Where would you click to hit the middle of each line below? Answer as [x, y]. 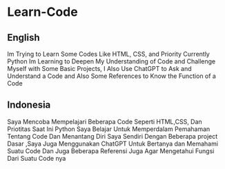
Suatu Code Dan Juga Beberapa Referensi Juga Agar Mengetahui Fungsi [111, 151]
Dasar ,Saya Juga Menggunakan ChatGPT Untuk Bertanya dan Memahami [113, 143]
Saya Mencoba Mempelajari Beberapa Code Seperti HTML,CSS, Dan [105, 121]
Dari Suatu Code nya [37, 158]
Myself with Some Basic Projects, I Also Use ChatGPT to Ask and [99, 69]
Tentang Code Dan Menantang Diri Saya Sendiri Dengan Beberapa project [112, 136]
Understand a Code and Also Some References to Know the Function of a [111, 76]
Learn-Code [42, 12]
